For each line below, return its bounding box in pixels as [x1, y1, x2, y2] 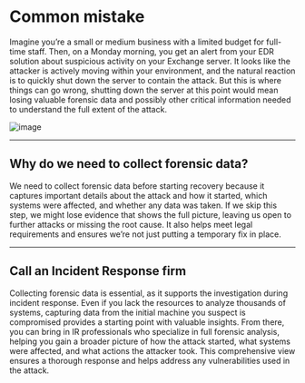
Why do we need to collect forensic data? [9, 156, 249, 172]
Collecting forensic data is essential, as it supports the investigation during [9, 288, 289, 299]
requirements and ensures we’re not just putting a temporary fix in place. [9, 229, 281, 240]
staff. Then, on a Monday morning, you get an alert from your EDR [27, 45, 275, 56]
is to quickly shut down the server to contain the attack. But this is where [9, 74, 281, 85]
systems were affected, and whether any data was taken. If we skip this [9, 200, 278, 211]
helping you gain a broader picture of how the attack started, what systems [9, 336, 290, 347]
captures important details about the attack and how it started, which [9, 190, 268, 201]
